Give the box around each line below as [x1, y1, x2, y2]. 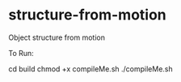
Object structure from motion [8, 32, 105, 42]
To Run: [8, 48, 34, 58]
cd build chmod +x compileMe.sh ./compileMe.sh [8, 63, 174, 74]
